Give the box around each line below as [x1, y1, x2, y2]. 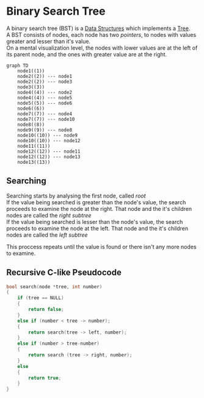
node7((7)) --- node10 [17, 116, 75, 122]
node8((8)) [17, 121, 45, 128]
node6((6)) [17, 105, 45, 112]
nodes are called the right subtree [6, 212, 92, 219]
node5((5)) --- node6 [17, 100, 72, 106]
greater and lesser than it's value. [6, 37, 90, 45]
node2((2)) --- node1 [17, 73, 72, 79]
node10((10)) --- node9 [17, 132, 78, 139]
